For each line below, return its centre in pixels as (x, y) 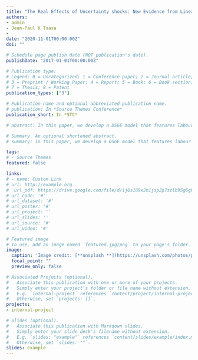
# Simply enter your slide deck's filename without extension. (88, 331)
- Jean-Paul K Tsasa (32, 28)
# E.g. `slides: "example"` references (58, 337)
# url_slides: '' (27, 217)
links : (14, 174)
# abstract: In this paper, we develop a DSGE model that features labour (100, 125)
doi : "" (16, 45)
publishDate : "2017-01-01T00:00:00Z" (52, 60)
